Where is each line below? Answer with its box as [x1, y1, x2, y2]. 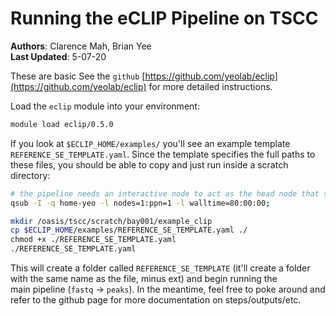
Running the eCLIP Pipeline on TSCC [10, 7, 319, 30]
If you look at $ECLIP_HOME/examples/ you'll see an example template [10, 137, 291, 149]
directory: [10, 169, 51, 181]
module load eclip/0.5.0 [10, 119, 114, 129]
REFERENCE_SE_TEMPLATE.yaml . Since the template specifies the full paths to [10, 148, 316, 160]
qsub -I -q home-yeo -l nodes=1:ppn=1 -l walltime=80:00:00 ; [10, 198, 271, 208]
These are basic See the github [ [10, 70, 146, 82]
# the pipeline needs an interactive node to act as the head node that [10, 188, 320, 199]
